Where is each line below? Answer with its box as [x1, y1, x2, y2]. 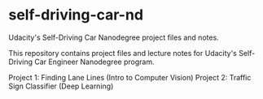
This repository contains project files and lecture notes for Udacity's [8, 48, 238, 58]
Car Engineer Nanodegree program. [33, 57, 155, 67]
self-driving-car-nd [8, 6, 144, 24]
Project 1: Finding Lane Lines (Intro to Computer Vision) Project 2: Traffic [8, 72, 252, 82]
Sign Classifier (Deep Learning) [8, 81, 114, 91]
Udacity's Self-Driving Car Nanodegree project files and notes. [8, 32, 220, 42]
